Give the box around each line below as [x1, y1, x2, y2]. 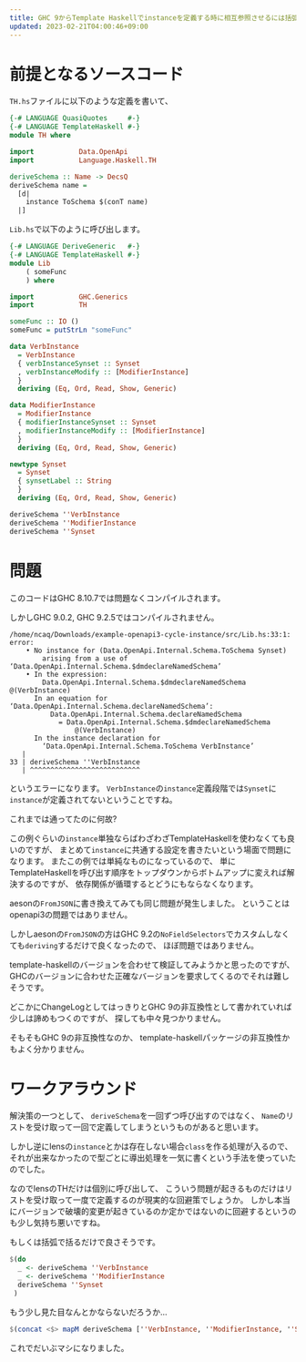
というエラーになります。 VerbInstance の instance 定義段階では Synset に [9, 783, 277, 794]
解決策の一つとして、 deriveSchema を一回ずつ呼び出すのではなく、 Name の [9, 1111, 287, 1121]
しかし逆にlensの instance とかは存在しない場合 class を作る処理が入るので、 [9, 1141, 293, 1152]
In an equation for [33, 693, 107, 702]
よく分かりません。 [16, 1043, 89, 1054]
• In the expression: [25, 670, 107, 679]
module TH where [9, 131, 71, 140]
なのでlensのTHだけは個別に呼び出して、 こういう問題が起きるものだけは [9, 1183, 285, 1194]
